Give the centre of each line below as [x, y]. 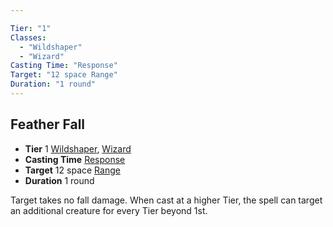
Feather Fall [48, 124]
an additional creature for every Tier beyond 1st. [109, 210]
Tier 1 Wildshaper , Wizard [78, 148]
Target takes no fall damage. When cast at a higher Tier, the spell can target [166, 200]
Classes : [28, 37]
